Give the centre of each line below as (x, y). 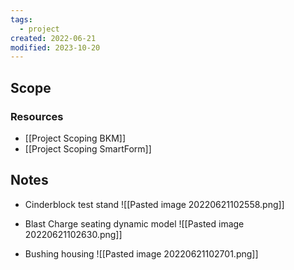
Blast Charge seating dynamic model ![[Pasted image (134, 223)
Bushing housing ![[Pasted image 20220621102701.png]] (141, 253)
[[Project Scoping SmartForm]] (88, 148)
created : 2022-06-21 (53, 38)
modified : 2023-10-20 (55, 47)
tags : (21, 19)
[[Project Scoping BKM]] (75, 138)
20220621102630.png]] (73, 234)
